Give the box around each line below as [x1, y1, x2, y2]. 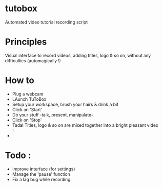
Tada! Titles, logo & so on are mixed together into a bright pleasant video [12, 122, 159, 128]
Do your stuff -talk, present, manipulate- [12, 112, 94, 117]
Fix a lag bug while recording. [12, 176, 72, 182]
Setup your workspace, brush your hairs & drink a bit [12, 101, 119, 107]
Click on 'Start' [12, 106, 42, 113]
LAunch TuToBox [12, 96, 46, 102]
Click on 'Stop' [12, 117, 42, 123]
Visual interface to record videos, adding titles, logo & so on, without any [5, 52, 151, 58]
